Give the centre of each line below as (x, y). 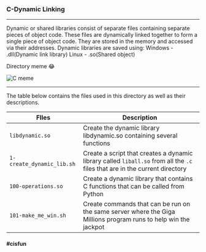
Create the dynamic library (121, 128)
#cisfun (16, 243)
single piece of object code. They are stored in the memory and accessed (100, 41)
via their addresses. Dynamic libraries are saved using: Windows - (90, 48)
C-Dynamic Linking (36, 9)
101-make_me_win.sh (38, 216)
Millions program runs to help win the (136, 219)
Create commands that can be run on (136, 204)
